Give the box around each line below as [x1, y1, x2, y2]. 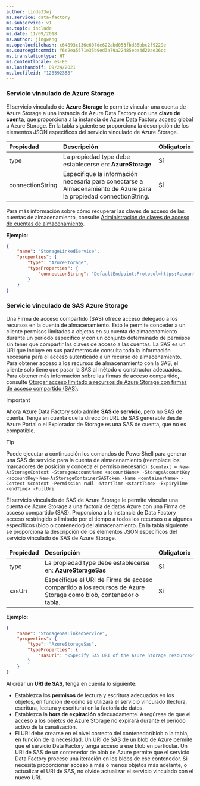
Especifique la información [63, 169, 138, 178]
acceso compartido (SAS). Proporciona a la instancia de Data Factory [6, 509, 177, 516]
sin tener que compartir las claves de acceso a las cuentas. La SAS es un [6, 341, 186, 348]
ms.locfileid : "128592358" [6, 70, 73, 76]
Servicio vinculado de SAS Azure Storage [6, 302, 129, 310]
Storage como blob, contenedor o [44, 590, 139, 599]
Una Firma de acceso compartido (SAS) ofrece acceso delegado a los [6, 315, 178, 322]
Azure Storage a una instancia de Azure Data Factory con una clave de [6, 109, 180, 116]
